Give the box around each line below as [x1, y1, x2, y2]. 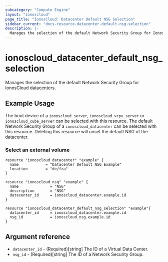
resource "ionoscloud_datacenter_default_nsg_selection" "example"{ [5, 206, 151, 211]
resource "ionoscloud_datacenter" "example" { [5, 158, 104, 163]
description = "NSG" [9, 188, 66, 193]
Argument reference [5, 232, 70, 241]
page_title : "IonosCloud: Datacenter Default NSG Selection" [5, 17, 135, 22]
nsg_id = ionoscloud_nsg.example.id [9, 215, 111, 220]
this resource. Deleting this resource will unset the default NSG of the [5, 128, 148, 134]
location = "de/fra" [9, 166, 68, 172]
